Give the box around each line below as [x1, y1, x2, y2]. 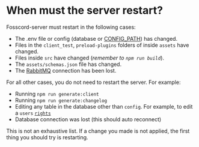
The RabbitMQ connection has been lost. [14, 67, 117, 74]
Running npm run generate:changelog [14, 97, 107, 104]
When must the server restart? [6, 4, 164, 17]
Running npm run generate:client [14, 90, 99, 97]
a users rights [14, 109, 51, 116]
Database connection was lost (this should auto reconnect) [14, 115, 162, 123]
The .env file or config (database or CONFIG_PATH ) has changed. [14, 35, 178, 42]
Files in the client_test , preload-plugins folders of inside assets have [14, 41, 189, 49]
